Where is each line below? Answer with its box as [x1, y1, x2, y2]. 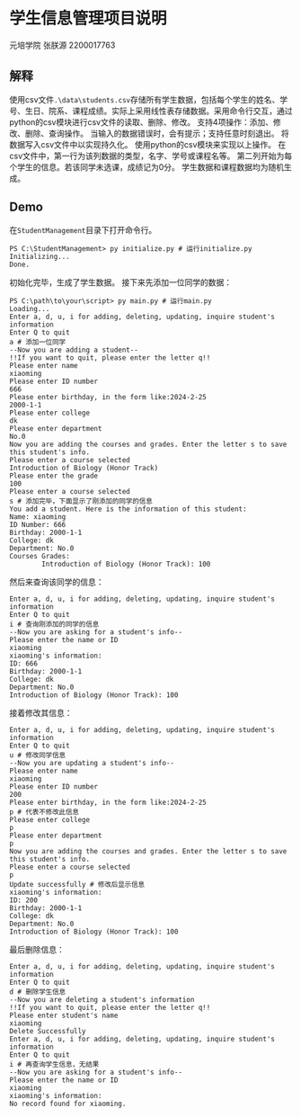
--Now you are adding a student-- [9, 345, 139, 354]
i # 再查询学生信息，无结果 [9, 1059, 100, 1068]
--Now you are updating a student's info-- [9, 758, 175, 767]
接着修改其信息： [9, 707, 73, 718]
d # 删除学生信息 [9, 987, 66, 996]
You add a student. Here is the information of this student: [9, 505, 247, 514]
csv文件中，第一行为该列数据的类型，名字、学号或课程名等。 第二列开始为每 [9, 150, 293, 161]
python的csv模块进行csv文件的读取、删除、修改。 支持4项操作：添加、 [9, 116, 274, 127]
